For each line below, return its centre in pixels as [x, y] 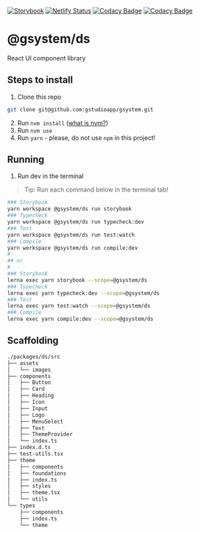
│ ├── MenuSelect [35, 421]
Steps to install [40, 80]
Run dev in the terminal [50, 176]
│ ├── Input [28, 408]
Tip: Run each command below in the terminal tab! [96, 190]
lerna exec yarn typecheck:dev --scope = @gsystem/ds [83, 293]
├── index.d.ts [29, 448]
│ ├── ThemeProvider [40, 434]
